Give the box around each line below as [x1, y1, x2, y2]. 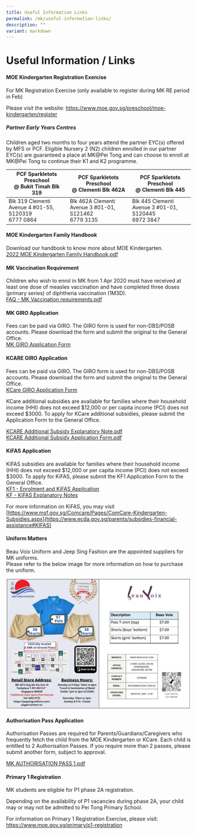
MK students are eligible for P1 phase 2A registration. [6, 786, 135, 794]
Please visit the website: [6, 104, 64, 111]
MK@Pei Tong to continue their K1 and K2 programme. [6, 157, 138, 164]
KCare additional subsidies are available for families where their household [6, 398, 186, 405]
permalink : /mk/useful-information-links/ [6, 15, 111, 22]
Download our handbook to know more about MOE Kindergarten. [6, 245, 163, 252]
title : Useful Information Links [6, 9, 88, 15]
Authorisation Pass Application [6, 717, 84, 724]
